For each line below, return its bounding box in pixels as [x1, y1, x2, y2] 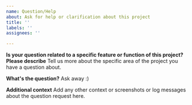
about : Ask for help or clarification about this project [6, 14, 150, 20]
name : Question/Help [6, 8, 57, 15]
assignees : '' [6, 30, 41, 36]
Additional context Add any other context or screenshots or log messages [6, 86, 186, 93]
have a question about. [6, 64, 61, 71]
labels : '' [6, 24, 33, 31]
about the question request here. [6, 93, 85, 100]
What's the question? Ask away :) [6, 75, 90, 82]
